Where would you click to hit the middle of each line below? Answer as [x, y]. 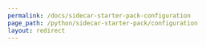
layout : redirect [36, 30]
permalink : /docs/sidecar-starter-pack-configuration [99, 16]
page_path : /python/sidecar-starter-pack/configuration [103, 23]
